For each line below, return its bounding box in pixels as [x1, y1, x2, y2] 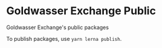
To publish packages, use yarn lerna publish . [6, 35, 122, 42]
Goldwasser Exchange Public [6, 4, 156, 18]
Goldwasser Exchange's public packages [6, 24, 109, 31]
